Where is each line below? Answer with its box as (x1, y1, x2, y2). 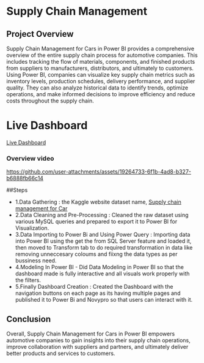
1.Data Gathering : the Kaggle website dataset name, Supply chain (15, 198, 182, 206)
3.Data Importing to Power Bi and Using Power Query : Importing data (15, 231, 191, 239)
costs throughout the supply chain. (6, 97, 95, 104)
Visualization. (15, 224, 49, 232)
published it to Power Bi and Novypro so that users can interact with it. (15, 296, 193, 304)
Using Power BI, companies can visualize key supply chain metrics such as (6, 71, 195, 78)
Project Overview (6, 29, 74, 39)
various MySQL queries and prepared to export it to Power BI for (15, 218, 178, 225)
